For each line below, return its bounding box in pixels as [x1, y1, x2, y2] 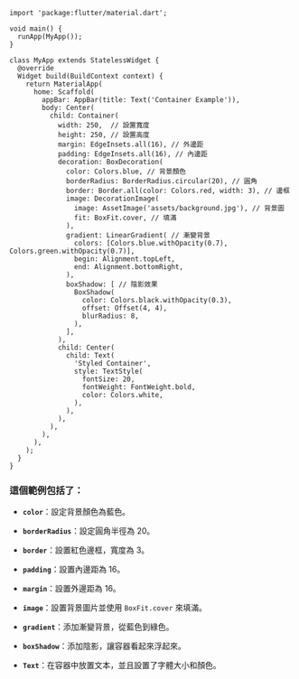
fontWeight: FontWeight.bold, [81, 383, 196, 392]
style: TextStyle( [73, 367, 144, 376]
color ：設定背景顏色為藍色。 [22, 507, 131, 517]
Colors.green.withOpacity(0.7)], [9, 246, 135, 256]
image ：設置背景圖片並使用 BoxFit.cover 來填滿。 [22, 602, 208, 613]
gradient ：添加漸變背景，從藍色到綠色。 [22, 621, 174, 632]
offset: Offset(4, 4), [81, 303, 168, 312]
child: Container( [49, 111, 119, 120]
